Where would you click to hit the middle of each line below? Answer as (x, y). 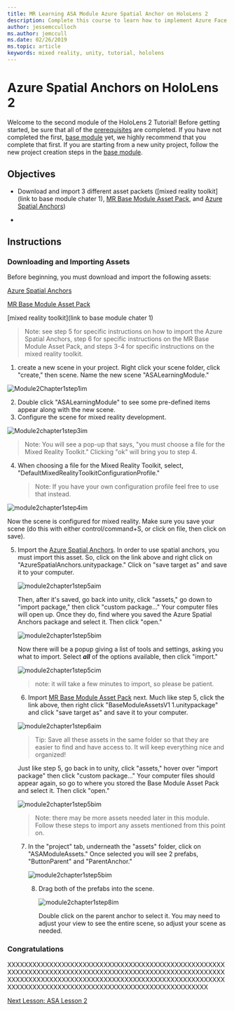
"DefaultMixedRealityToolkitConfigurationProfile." (88, 473)
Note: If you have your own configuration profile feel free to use (127, 487)
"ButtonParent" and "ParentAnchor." (80, 861)
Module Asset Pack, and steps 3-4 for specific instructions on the (119, 347)
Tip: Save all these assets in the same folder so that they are (122, 740)
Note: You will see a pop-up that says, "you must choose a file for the (125, 444)
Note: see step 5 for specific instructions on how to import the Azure (123, 332)
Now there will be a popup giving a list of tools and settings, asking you (120, 649)
